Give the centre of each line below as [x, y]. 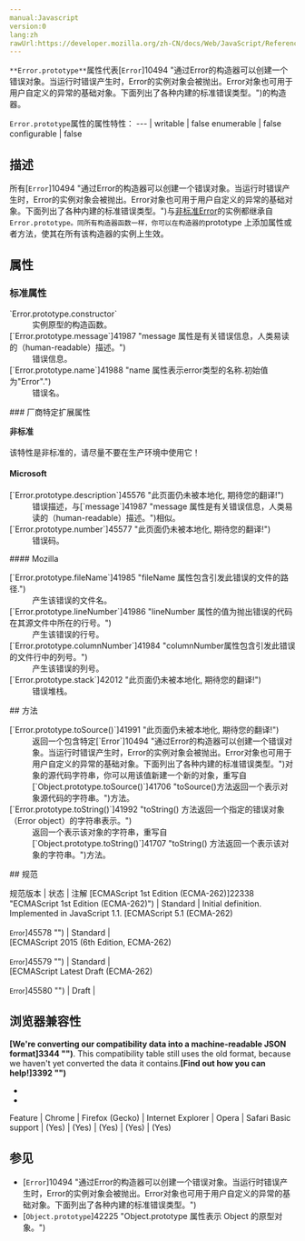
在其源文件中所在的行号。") [60, 623]
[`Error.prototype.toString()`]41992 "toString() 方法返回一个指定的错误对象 [147, 809]
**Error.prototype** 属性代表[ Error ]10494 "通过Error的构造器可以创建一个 [149, 70]
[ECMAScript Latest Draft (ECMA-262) [81, 971]
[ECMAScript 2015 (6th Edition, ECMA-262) [91, 942]
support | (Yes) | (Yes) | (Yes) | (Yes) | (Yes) [90, 1127]
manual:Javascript [44, 18]
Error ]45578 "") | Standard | [60, 932]
